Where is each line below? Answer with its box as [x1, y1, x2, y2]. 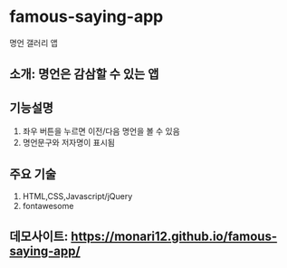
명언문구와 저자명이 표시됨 [22, 138, 116, 148]
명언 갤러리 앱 [9, 37, 59, 48]
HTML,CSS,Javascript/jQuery [22, 190, 133, 201]
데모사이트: [9, 229, 69, 244]
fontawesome [22, 200, 74, 211]
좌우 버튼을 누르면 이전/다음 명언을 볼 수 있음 [22, 126, 181, 137]
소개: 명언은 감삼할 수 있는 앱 [9, 66, 159, 82]
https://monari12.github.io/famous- [71, 229, 278, 244]
